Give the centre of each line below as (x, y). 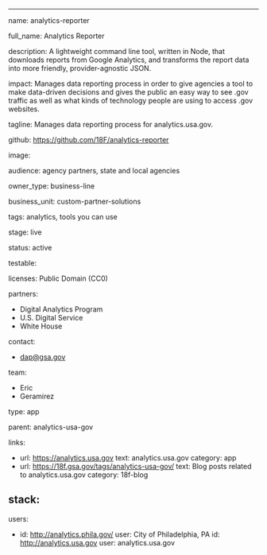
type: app (24, 411)
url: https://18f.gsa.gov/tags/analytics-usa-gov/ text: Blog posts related (135, 466)
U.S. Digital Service (51, 318)
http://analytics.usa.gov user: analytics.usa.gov (97, 542)
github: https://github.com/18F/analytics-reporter (89, 140)
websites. (24, 109)
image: (19, 155)
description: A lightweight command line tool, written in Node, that (116, 51)
